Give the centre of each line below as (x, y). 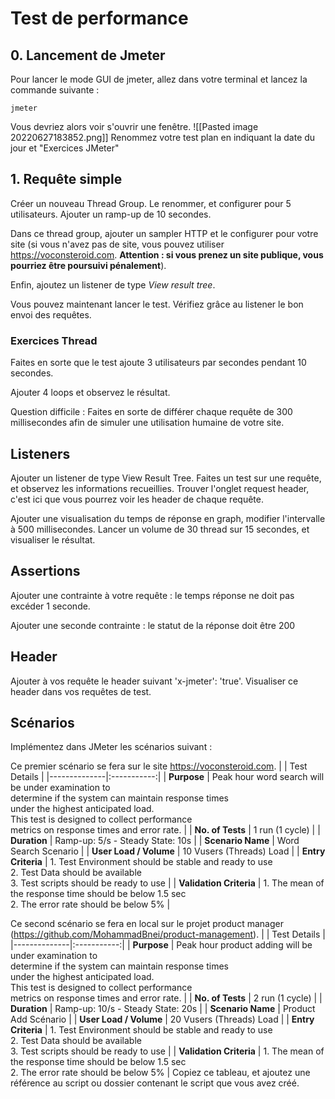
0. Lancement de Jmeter (88, 55)
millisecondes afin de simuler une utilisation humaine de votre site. (147, 423)
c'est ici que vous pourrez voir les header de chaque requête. (137, 499)
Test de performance (99, 18)
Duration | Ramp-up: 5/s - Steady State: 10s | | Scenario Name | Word (155, 841)
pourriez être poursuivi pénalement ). (88, 265)
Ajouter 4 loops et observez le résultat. (90, 393)
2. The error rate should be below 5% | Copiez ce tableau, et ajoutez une (160, 1073)
